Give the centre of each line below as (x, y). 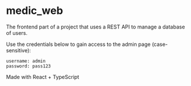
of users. (17, 33)
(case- (160, 44)
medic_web (35, 11)
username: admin (26, 61)
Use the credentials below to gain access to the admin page (79, 44)
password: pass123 (28, 66)
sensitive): (18, 50)
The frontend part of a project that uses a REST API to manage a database (96, 27)
